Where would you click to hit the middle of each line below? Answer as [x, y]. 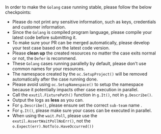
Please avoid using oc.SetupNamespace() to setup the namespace [78, 84]
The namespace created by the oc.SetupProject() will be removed [80, 74]
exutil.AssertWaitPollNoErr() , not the [51, 121]
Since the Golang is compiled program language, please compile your [82, 32]
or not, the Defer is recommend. [44, 58]
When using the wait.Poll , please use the [54, 116]
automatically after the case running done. [55, 79]
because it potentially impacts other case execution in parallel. [75, 90]
